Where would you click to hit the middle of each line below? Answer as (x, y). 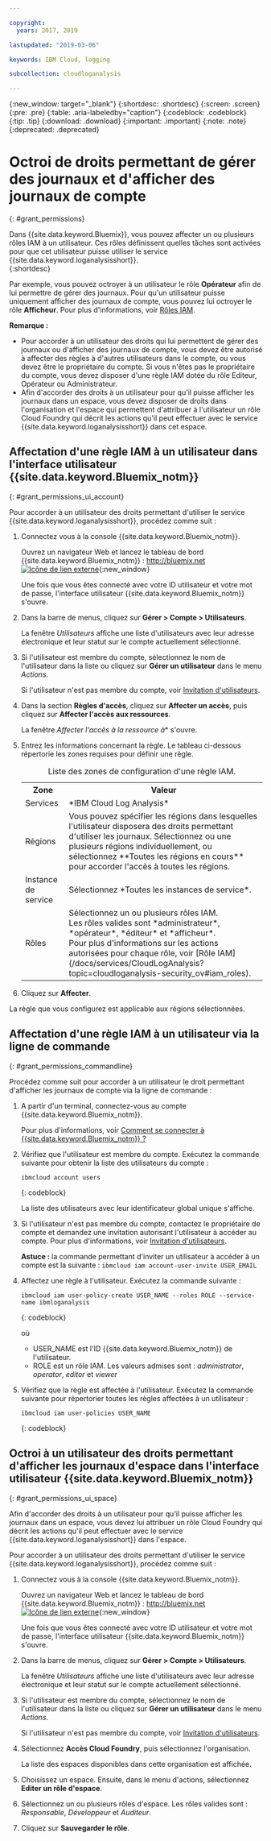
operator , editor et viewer (75, 1374)
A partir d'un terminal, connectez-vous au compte (104, 1105)
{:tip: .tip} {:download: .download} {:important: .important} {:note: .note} (128, 121)
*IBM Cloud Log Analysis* (119, 802)
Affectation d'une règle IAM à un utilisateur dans (133, 452)
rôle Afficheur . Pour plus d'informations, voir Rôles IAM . (102, 310)
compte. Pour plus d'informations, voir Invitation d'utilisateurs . (124, 1241)
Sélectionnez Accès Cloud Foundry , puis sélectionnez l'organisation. (135, 1748)
